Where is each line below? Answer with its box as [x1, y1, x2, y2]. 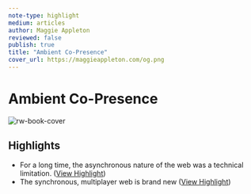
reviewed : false [8, 33, 62, 42]
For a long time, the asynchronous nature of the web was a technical [19, 160, 244, 169]
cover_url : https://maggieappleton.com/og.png [8, 56, 165, 64]
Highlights [8, 139, 61, 153]
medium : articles [8, 19, 66, 27]
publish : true [8, 41, 55, 49]
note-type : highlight [8, 11, 80, 20]
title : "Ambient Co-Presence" [8, 48, 108, 56]
